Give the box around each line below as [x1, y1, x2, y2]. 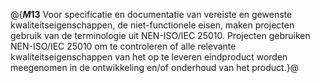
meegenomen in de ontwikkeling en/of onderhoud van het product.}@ [10, 62, 300, 73]
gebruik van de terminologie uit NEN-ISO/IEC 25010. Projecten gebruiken [10, 30, 311, 41]
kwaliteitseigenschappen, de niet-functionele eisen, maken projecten [10, 19, 295, 31]
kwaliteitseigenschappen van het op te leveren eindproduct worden [10, 51, 288, 63]
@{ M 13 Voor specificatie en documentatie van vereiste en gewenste [10, 9, 293, 20]
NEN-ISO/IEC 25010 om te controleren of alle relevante [10, 40, 237, 52]
